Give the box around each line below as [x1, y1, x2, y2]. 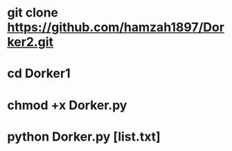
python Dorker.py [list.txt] [7, 129, 161, 144]
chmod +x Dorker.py [7, 97, 127, 113]
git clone [7, 5, 59, 21]
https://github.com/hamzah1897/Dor [7, 19, 225, 35]
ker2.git [7, 34, 54, 50]
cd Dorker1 [7, 66, 71, 81]
